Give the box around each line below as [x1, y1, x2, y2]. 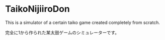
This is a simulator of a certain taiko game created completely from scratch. [5, 20, 160, 25]
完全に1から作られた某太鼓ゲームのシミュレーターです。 [5, 29, 119, 35]
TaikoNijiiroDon [5, 3, 70, 15]
